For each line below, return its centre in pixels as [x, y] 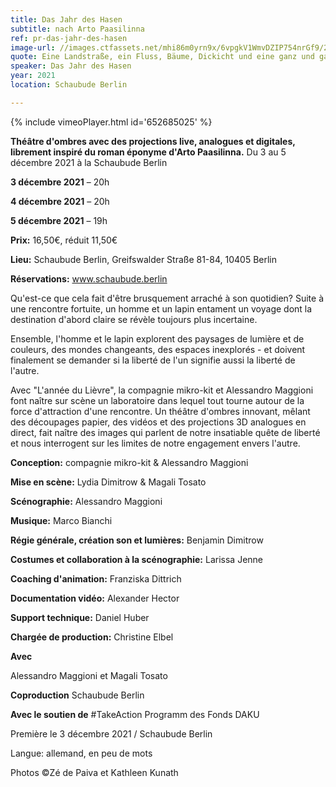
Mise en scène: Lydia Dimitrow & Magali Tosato [108, 482]
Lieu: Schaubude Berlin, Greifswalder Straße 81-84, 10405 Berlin [144, 259]
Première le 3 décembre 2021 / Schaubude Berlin [111, 733]
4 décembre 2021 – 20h [60, 201]
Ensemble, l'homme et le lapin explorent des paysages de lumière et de [157, 338]
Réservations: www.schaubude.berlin [89, 278]
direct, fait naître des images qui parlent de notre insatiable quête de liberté [165, 432]
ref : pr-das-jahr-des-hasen [69, 38]
